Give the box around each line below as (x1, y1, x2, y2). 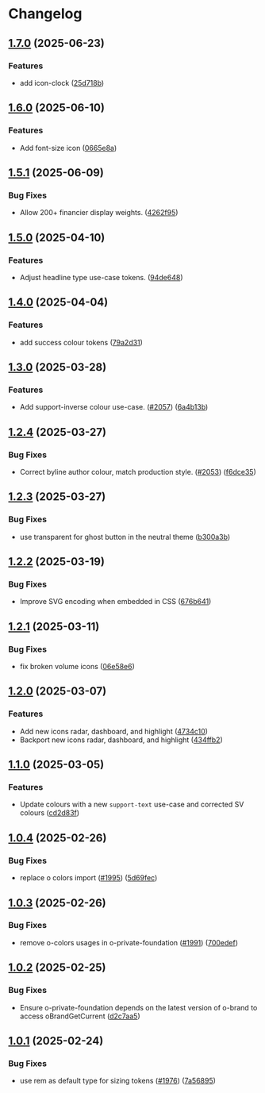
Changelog (8, 5, 83, 23)
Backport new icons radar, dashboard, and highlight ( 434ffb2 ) (19, 735, 224, 745)
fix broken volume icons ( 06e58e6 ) (19, 662, 135, 672)
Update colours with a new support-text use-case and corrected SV (19, 799, 244, 810)
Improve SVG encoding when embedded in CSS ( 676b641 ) (19, 597, 212, 606)
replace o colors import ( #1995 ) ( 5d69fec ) (19, 873, 158, 883)
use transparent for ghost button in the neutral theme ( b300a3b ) (19, 532, 231, 541)
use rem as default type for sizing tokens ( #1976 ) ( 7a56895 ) (19, 1076, 217, 1086)
